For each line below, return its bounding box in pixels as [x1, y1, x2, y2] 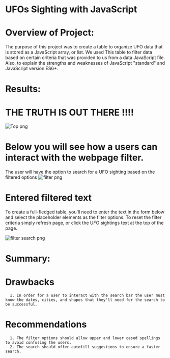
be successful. [5, 302, 38, 307]
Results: [5, 83, 41, 95]
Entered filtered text [5, 192, 92, 204]
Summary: [5, 253, 51, 264]
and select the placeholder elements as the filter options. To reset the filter [5, 214, 162, 221]
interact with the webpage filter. [5, 152, 144, 163]
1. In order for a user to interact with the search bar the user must [10, 293, 165, 298]
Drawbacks [5, 276, 54, 288]
